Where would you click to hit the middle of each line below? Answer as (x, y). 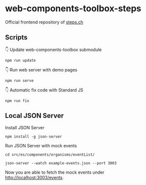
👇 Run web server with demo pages (41, 69)
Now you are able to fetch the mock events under (55, 172)
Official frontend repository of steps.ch (44, 22)
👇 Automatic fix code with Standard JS (44, 90)
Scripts (16, 37)
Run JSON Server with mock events (41, 145)
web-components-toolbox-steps (73, 9)
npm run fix (17, 101)
